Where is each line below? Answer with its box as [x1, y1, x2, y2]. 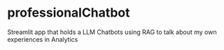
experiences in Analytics [7, 35, 78, 43]
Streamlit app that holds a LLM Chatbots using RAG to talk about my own [7, 28, 217, 36]
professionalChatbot [7, 5, 130, 21]
